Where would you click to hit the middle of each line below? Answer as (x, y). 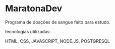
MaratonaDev (34, 9)
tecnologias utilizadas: (28, 31)
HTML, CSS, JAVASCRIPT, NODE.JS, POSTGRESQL (57, 41)
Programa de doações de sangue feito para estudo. (58, 22)
